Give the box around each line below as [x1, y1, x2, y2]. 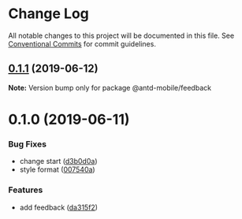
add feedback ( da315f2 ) [19, 202, 99, 212]
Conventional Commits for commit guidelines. [8, 39, 156, 48]
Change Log [8, 5, 89, 23]
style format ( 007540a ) [19, 165, 96, 174]
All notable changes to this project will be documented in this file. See [8, 31, 235, 40]
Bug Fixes [8, 139, 47, 150]
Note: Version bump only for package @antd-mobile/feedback [8, 83, 211, 92]
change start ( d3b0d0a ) [19, 157, 98, 166]
